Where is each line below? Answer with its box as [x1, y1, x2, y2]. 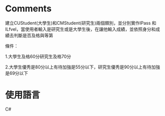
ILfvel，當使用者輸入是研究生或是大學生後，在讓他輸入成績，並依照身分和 [5, 26, 156, 32]
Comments [5, 3, 52, 14]
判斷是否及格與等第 [13, 32, 53, 38]
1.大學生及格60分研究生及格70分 [5, 53, 71, 59]
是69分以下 [5, 70, 28, 76]
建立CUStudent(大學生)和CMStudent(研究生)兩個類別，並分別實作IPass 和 [5, 20, 157, 26]
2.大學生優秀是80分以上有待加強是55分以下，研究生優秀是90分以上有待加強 [5, 64, 161, 70]
